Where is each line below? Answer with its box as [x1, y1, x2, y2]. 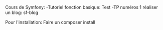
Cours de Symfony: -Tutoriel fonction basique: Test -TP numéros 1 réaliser [5, 4, 158, 10]
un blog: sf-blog [5, 9, 39, 15]
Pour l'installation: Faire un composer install [5, 19, 95, 25]
